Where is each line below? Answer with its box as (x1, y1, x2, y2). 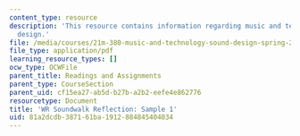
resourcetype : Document (9, 96, 98, 106)
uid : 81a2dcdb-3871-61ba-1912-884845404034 (9, 113, 174, 122)
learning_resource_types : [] (9, 55, 118, 64)
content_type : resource (9, 13, 98, 22)
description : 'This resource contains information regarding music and (9, 21, 281, 30)
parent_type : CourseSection (9, 80, 114, 89)
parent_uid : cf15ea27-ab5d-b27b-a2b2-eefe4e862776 (9, 88, 202, 97)
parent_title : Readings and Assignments (9, 72, 162, 81)
